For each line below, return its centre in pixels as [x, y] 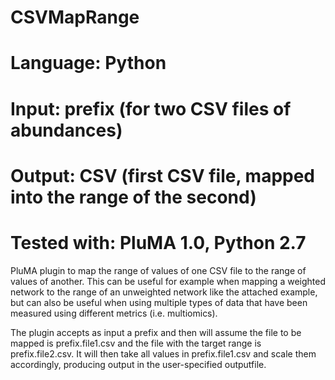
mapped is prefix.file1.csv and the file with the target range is [136, 343]
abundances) [66, 130]
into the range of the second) [133, 197]
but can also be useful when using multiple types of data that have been [159, 302]
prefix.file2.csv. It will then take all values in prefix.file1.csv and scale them [163, 353]
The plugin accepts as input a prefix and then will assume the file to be [156, 332]
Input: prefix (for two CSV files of [151, 108]
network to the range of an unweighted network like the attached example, [164, 292]
